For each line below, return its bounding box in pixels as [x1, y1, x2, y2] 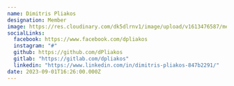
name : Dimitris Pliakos [7, 10, 77, 17]
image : [7, 23, 26, 30]
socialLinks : [7, 29, 45, 37]
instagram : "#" [13, 42, 58, 49]
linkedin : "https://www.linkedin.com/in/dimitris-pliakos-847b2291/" [13, 62, 219, 69]
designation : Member [7, 17, 68, 24]
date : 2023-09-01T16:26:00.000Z [7, 68, 101, 75]
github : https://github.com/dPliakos [13, 49, 123, 56]
